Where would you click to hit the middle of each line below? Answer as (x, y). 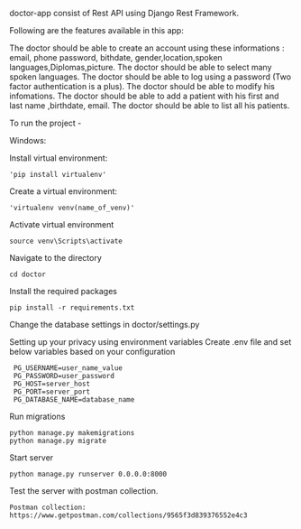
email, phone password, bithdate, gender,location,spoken (116, 57)
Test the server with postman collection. (84, 491)
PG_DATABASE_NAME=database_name (74, 400)
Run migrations (37, 416)
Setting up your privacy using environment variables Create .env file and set (150, 342)
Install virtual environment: (59, 158)
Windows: (28, 140)
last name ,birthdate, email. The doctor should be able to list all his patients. (150, 106)
